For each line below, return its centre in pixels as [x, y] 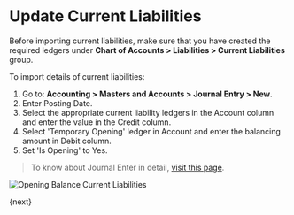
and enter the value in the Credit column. [97, 122]
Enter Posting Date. [57, 103]
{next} [21, 202]
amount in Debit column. [67, 141]
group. [21, 59]
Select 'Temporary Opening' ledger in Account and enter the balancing [151, 131]
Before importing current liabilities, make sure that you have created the [140, 41]
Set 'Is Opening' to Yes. [65, 150]
